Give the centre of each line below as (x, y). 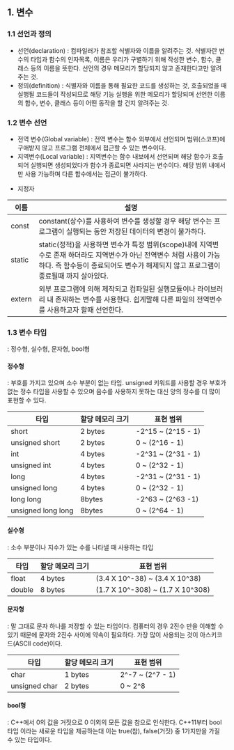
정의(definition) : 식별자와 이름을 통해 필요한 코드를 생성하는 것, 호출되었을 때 (122, 85)
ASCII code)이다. (39, 643)
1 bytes (77, 674)
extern (22, 299)
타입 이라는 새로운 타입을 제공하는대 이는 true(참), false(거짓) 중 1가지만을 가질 (114, 731)
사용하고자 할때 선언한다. (85, 310)
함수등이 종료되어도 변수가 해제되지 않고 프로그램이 (142, 265)
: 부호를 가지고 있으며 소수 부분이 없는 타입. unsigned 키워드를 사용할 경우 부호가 (117, 383)
